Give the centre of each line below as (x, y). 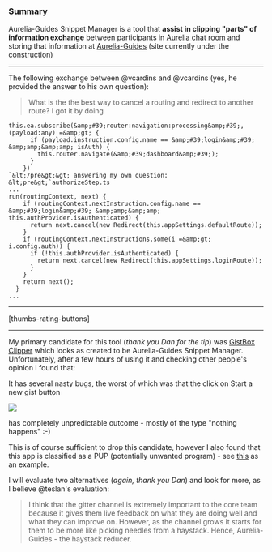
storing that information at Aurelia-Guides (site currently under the (119, 46)
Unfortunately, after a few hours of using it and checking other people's (127, 359)
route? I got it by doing (66, 111)
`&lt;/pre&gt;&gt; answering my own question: (88, 176)
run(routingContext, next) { (57, 197)
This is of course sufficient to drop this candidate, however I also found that (134, 447)
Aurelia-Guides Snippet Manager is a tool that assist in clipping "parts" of (133, 29)
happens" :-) (30, 432)
